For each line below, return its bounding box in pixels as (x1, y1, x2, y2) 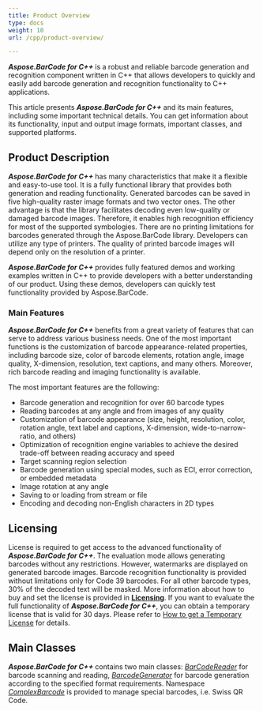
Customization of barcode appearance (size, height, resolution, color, (19, 415, 246, 424)
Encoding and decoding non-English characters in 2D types (19, 498, 215, 508)
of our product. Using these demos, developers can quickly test (8, 280, 216, 289)
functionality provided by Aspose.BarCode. (8, 288, 148, 297)
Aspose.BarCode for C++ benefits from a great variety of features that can (8, 325, 254, 335)
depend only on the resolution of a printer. (8, 247, 145, 257)
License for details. (8, 618, 71, 628)
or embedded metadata (19, 473, 97, 483)
